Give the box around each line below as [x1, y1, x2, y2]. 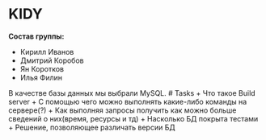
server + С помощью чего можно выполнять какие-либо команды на [8, 97, 247, 106]
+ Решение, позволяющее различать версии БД [8, 122, 175, 132]
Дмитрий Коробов [19, 56, 84, 65]
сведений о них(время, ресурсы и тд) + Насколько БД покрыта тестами [8, 113, 259, 123]
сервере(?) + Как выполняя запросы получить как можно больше [8, 105, 237, 115]
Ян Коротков [19, 64, 65, 73]
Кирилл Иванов [19, 47, 74, 56]
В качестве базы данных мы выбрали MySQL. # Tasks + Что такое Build [8, 88, 256, 97]
